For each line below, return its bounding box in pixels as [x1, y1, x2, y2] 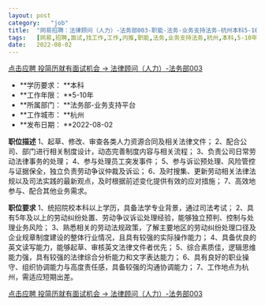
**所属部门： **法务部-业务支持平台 [19, 100, 136, 110]
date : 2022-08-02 [8, 41, 73, 49]
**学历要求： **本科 [19, 81, 84, 90]
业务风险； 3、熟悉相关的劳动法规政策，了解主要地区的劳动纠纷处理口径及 [14, 223, 256, 232]
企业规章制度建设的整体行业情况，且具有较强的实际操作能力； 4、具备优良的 [8, 232, 256, 242]
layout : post [8, 11, 51, 20]
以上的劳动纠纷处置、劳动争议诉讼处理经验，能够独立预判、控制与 [32, 213, 248, 222]
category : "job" [8, 19, 69, 27]
